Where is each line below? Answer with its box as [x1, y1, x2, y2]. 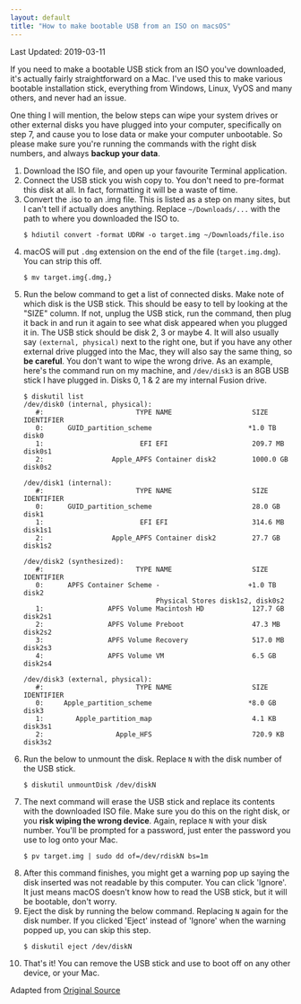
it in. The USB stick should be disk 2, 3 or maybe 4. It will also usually [22, 327, 279, 338]
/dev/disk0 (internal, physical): [22, 400, 152, 409]
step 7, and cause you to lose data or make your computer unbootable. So [10, 128, 283, 139]
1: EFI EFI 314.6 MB [35, 517, 285, 526]
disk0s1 [22, 446, 52, 456]
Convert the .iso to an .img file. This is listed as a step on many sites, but [22, 194, 290, 205]
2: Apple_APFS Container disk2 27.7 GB [35, 533, 280, 542]
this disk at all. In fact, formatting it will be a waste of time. [22, 184, 238, 195]
